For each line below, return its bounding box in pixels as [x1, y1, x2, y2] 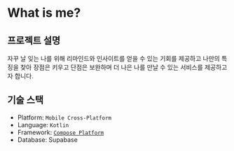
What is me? [7, 5, 81, 21]
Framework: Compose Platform [17, 128, 104, 136]
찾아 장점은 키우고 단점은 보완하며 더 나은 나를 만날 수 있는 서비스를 [20, 63, 203, 71]
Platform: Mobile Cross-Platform [17, 113, 112, 122]
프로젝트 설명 [7, 34, 61, 46]
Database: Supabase [17, 135, 78, 144]
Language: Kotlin [17, 120, 69, 129]
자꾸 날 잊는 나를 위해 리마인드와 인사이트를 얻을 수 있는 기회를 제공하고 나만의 [7, 55, 221, 62]
